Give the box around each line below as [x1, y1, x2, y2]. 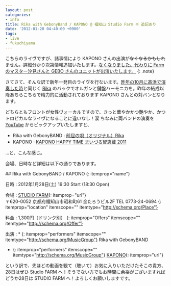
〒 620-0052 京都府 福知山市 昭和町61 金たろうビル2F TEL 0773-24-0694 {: [5, 198, 162, 204]
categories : [5, 12, 31, 17]
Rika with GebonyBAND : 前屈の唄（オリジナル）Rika [12, 132, 125, 138]
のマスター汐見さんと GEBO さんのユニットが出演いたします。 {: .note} [5, 68, 155, 74]
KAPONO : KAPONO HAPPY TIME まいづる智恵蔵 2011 [12, 139, 127, 145]
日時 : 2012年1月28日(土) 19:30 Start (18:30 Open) [5, 181, 110, 187]
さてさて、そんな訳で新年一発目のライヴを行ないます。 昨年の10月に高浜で [5, 79, 162, 85]
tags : [5, 31, 17, 36]
